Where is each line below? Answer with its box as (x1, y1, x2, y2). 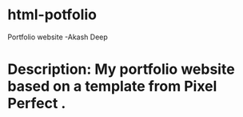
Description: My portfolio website (7, 60, 235, 79)
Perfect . (7, 95, 66, 113)
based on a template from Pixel (7, 78, 217, 95)
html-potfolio (7, 6, 98, 24)
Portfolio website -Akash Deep (7, 32, 109, 42)
